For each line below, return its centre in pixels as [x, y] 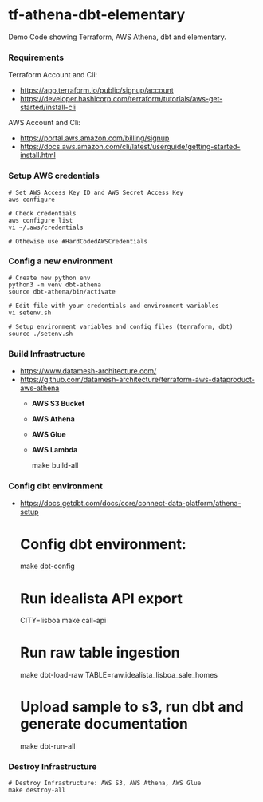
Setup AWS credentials [54, 176]
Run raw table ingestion [100, 653]
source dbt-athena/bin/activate [62, 292]
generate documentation [104, 724]
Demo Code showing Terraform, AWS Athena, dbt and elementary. [118, 37]
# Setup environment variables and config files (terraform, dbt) [121, 326]
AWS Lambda [55, 450]
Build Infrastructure [47, 354]
